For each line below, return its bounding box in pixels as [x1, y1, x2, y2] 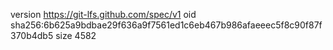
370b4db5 [10, 30, 54, 41]
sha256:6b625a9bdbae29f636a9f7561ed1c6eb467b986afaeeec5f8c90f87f [10, 19, 323, 31]
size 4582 [55, 30, 97, 41]
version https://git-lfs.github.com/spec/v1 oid [10, 9, 197, 20]
